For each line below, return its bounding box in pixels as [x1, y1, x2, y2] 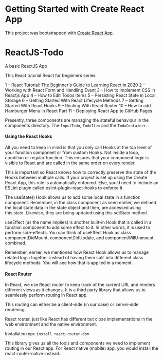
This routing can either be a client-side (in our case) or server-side [5, 302, 139, 307]
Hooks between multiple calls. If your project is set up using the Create [5, 174, 147, 181]
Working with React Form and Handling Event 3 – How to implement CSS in [5, 87, 156, 93]
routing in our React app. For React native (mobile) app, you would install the [5, 345, 159, 351]
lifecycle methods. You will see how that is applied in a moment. [5, 260, 133, 266]
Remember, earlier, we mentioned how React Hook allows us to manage [5, 249, 149, 255]
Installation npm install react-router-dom [5, 331, 89, 337]
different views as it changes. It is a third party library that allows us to [5, 287, 146, 293]
